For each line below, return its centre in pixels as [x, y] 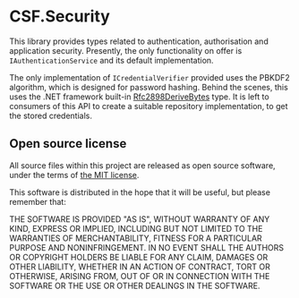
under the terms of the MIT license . [74, 175]
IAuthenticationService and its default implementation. [111, 60]
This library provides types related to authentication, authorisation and [139, 41]
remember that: [38, 201]
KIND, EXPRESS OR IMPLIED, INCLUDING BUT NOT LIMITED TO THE [136, 228]
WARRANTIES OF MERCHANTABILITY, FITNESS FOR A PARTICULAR [136, 238]
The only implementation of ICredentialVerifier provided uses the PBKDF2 [150, 77]
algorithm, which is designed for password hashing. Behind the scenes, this [149, 87]
